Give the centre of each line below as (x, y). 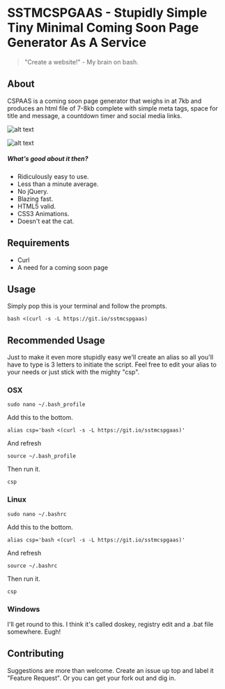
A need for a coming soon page (63, 267)
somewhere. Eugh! (34, 632)
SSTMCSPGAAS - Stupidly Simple (107, 13)
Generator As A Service (77, 43)
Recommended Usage (56, 340)
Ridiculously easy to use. (53, 176)
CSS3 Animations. (43, 213)
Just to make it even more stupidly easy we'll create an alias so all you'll (110, 357)
